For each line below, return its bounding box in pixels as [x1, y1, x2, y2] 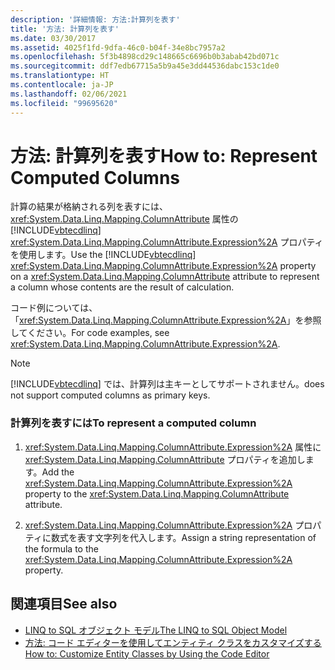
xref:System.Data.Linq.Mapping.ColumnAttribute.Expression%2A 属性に [24, 441, 322, 453]
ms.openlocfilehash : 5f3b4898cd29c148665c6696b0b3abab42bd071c [10, 52, 280, 62]
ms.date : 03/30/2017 [10, 33, 97, 43]
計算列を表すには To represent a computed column [10, 416, 257, 430]
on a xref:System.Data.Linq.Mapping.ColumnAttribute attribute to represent [10, 271, 320, 283]
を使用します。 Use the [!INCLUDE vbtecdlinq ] [10, 249, 197, 261]
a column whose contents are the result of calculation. [10, 281, 235, 293]
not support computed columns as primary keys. [10, 389, 211, 401]
